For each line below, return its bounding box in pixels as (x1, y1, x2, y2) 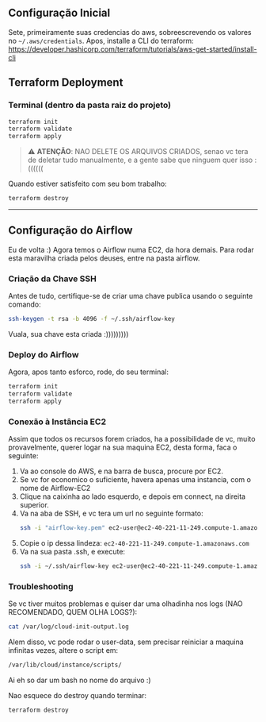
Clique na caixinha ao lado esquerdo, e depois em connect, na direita (19, 492, 246, 501)
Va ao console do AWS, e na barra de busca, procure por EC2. (19, 466, 224, 476)
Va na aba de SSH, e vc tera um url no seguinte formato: (19, 508, 203, 519)
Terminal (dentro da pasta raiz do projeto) (8, 99, 172, 110)
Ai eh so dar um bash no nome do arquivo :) (8, 675, 152, 685)
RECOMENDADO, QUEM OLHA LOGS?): (8, 608, 138, 617)
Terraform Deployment (8, 75, 123, 90)
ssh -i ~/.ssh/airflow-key (19, 562, 109, 570)
